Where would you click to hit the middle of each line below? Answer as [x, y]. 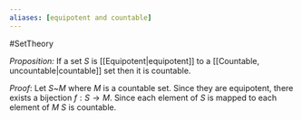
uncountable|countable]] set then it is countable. [100, 70]
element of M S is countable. [63, 107]
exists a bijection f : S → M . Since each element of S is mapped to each [143, 97]
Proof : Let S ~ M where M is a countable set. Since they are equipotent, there [151, 88]
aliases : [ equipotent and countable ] [81, 18]
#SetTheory [32, 43]
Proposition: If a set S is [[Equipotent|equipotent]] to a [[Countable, [135, 60]
